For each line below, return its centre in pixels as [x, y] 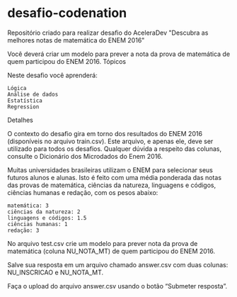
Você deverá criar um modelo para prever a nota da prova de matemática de [119, 54]
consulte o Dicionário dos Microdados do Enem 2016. [85, 156]
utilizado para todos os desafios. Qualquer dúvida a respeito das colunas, [114, 148]
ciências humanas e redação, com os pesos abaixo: [83, 192]
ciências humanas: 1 [38, 224]
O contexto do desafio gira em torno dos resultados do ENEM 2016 [105, 133]
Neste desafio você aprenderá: [52, 75]
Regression [23, 107]
